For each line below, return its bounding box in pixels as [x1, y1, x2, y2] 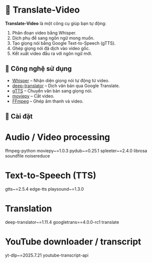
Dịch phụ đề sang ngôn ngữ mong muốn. [12, 35, 95, 41]
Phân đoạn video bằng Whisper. [12, 30, 76, 35]
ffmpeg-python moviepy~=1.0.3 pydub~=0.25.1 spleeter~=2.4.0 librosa [5, 148, 148, 154]
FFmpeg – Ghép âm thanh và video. [12, 98, 84, 104]
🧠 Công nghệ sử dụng [5, 65, 72, 73]
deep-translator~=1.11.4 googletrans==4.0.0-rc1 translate [5, 219, 119, 225]
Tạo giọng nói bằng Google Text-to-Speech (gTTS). [12, 40, 116, 46]
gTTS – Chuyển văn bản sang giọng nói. [12, 88, 93, 94]
